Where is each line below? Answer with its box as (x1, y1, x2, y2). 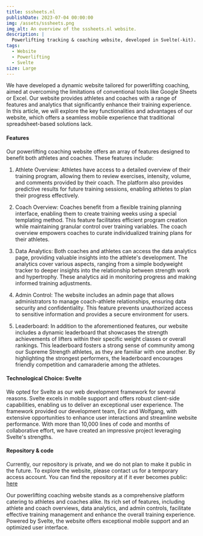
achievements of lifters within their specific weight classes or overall (15, 335, 186, 342)
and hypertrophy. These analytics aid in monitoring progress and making (15, 273, 197, 280)
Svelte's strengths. (6, 433, 53, 440)
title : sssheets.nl (6, 8, 56, 15)
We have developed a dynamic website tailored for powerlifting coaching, (6, 82, 190, 89)
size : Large (6, 65, 36, 71)
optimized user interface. (6, 523, 69, 531)
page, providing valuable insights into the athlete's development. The (15, 254, 188, 261)
